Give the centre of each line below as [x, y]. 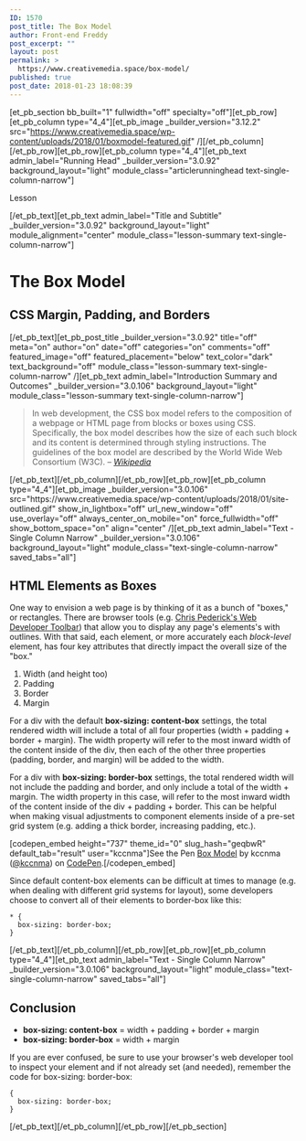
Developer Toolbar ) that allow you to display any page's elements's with [145, 627]
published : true [40, 78]
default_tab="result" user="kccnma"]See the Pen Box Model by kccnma [145, 853]
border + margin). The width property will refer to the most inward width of [150, 741]
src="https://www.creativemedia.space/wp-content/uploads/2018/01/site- [149, 498]
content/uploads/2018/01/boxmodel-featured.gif [100, 141]
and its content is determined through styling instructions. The [149, 442]
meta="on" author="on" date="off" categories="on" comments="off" [140, 347]
